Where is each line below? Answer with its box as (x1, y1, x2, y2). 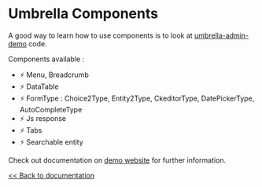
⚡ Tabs (19, 125, 42, 134)
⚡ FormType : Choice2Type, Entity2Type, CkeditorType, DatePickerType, (19, 93, 255, 103)
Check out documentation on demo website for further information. (8, 155, 227, 165)
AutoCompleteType (19, 104, 83, 114)
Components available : (8, 54, 85, 64)
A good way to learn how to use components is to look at (8, 31, 193, 40)
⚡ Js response (19, 113, 67, 123)
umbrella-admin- (194, 31, 249, 40)
